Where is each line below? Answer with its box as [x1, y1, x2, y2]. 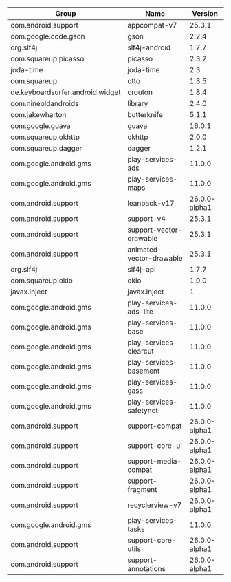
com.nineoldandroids [10, 99, 79, 108]
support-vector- [127, 225, 183, 235]
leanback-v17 [127, 199, 175, 208]
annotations [127, 564, 166, 573]
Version [192, 9, 219, 18]
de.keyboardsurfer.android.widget [10, 87, 121, 97]
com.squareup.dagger [10, 144, 82, 153]
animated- [127, 245, 162, 254]
